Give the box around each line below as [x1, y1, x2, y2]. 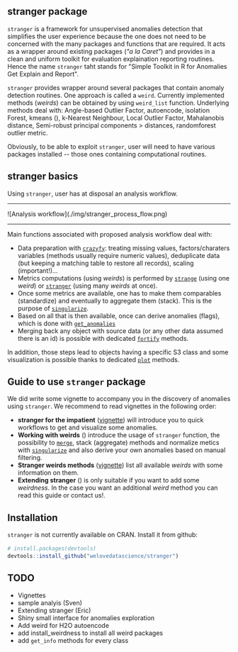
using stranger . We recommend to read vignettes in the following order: [7, 402, 217, 410]
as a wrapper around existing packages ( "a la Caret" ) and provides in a [7, 47, 215, 55]
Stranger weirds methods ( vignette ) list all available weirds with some [17, 461, 223, 470]
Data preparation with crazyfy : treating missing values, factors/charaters [17, 244, 230, 252]
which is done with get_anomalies [17, 319, 115, 327]
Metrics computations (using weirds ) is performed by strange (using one [17, 274, 230, 282]
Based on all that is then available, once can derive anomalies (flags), [17, 311, 220, 320]
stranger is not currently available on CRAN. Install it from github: [7, 531, 198, 539]
